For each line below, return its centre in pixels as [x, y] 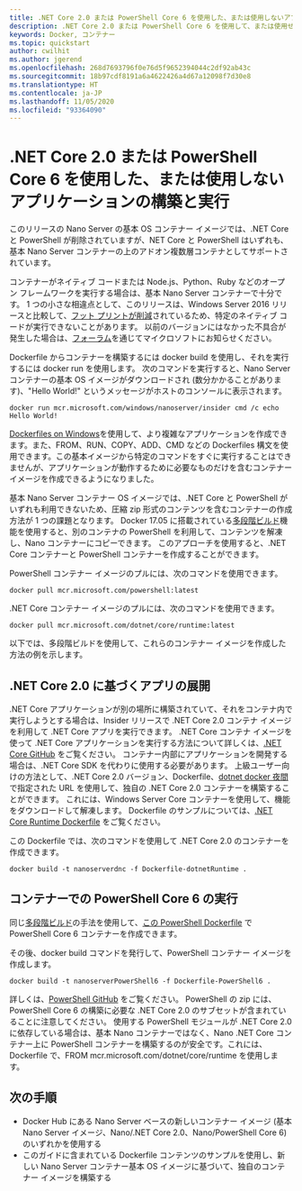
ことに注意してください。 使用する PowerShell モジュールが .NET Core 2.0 [154, 1021]
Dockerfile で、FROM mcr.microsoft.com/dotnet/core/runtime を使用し [140, 1055]
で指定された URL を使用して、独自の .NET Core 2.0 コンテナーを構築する [146, 788]
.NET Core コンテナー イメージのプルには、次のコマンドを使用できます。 [144, 608]
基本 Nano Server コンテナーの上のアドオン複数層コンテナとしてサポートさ [149, 251]
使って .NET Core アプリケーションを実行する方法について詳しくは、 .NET [146, 743]
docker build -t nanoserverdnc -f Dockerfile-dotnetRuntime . [128, 869]
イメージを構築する [76, 1177]
